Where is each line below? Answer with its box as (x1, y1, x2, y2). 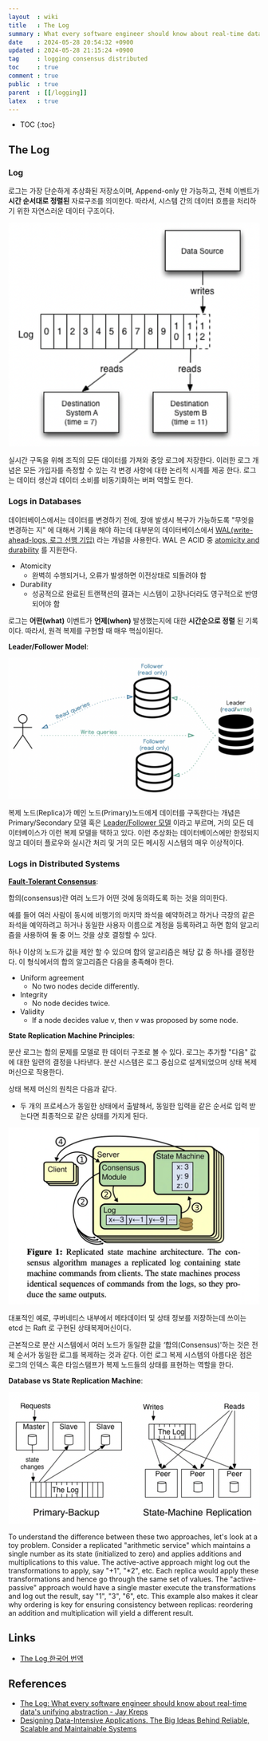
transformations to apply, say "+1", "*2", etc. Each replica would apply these (8, 1565, 259, 1575)
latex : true (8, 97, 59, 105)
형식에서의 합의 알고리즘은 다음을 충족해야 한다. (26, 957, 174, 966)
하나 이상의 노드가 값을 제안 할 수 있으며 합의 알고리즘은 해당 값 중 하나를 (8, 946, 234, 957)
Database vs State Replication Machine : (8, 1376, 144, 1386)
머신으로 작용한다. (8, 1067, 65, 1076)
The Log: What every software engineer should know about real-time (19, 1698, 247, 1707)
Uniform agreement (19, 973, 85, 982)
